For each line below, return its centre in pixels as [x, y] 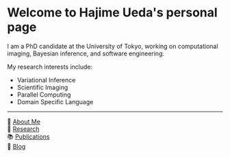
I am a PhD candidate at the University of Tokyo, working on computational [113, 46]
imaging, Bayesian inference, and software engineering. [86, 53]
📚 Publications [28, 136]
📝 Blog [16, 146]
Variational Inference [46, 80]
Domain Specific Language [55, 101]
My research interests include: [50, 67]
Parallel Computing [44, 95]
